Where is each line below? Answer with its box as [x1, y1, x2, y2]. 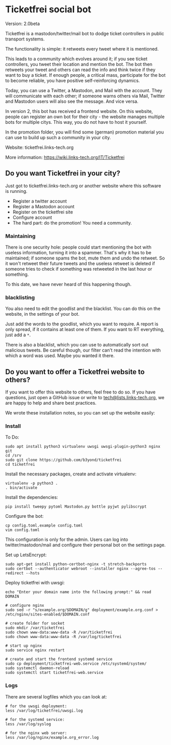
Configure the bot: [5, 513, 44, 519]
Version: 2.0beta [5, 20, 40, 27]
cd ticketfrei [5, 462, 36, 467]
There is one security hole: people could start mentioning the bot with [5, 244, 152, 250]
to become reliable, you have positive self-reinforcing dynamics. [5, 77, 140, 83]
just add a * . [5, 332, 31, 338]
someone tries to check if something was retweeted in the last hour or [5, 266, 153, 272]
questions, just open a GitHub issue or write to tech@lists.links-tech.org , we [5, 395, 164, 401]
